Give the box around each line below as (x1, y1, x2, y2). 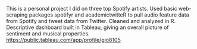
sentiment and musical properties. (6, 30, 90, 37)
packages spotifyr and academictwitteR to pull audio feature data (29, 11, 189, 18)
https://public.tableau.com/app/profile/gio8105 (6, 37, 121, 43)
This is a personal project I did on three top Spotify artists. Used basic (6, 5, 177, 12)
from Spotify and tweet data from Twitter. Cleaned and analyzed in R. (6, 18, 176, 24)
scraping (6, 11, 28, 18)
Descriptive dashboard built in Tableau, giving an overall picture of (6, 24, 169, 31)
